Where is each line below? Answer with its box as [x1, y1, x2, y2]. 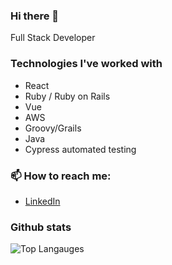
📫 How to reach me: [10, 169, 112, 183]
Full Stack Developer [10, 32, 96, 44]
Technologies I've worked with [10, 57, 163, 71]
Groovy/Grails [24, 122, 82, 134]
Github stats [10, 220, 72, 234]
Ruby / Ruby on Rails [24, 90, 111, 102]
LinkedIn [24, 195, 61, 207]
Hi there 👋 [10, 9, 60, 23]
